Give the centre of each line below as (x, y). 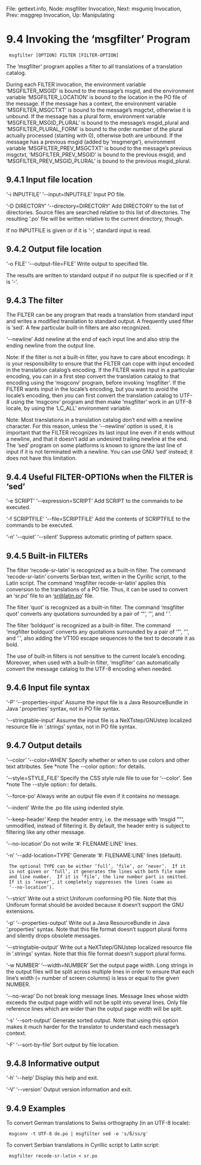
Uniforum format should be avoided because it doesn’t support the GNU (95, 905)
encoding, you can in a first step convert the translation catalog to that (93, 376)
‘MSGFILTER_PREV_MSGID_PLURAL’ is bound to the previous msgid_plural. (99, 161)
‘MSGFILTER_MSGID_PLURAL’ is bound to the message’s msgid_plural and (98, 122)
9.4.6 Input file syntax (48, 688)
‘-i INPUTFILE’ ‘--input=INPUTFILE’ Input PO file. (66, 194)
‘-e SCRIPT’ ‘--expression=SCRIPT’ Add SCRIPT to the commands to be (95, 501)
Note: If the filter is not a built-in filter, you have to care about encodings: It (98, 357)
